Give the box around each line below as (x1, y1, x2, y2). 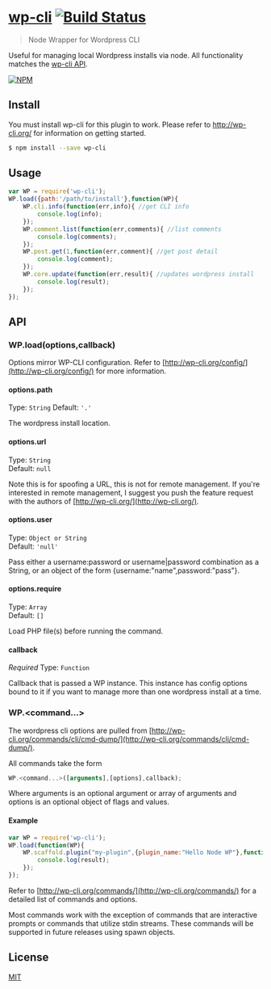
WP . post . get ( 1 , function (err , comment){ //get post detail (23, 247, 219, 256)
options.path (8, 385, 53, 394)
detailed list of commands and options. (8, 894, 138, 904)
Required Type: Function (8, 663, 90, 672)
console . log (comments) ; (37, 233, 117, 241)
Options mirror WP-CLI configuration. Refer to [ (8, 358, 165, 368)
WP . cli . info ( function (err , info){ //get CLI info (23, 203, 190, 211)
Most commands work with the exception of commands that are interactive (8, 910, 258, 920)
